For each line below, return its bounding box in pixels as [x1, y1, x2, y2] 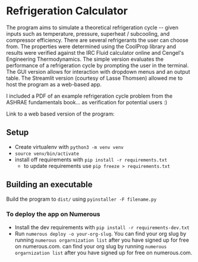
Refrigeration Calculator [6, 4, 128, 18]
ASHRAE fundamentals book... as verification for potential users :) [6, 98, 168, 105]
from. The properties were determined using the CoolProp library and [6, 43, 177, 50]
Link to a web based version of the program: [6, 110, 115, 117]
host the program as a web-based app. [6, 80, 102, 88]
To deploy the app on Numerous [6, 210, 100, 219]
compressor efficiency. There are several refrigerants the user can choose [6, 36, 188, 43]
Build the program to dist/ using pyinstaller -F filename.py [6, 195, 157, 202]
